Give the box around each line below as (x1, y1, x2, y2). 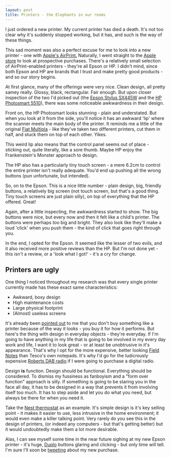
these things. (5, 37, 33, 43)
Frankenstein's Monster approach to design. (5, 152, 98, 158)
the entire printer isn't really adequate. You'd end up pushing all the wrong (5, 167, 161, 173)
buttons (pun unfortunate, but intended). (5, 172, 90, 178)
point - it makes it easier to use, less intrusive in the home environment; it (5, 410, 159, 416)
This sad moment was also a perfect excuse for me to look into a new (5, 47, 151, 53)
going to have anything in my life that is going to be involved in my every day (5, 337, 166, 343)
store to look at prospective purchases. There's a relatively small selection (5, 57, 161, 64)
